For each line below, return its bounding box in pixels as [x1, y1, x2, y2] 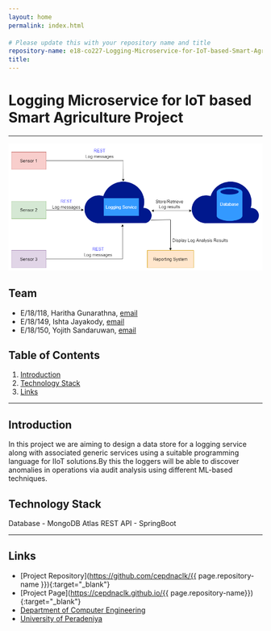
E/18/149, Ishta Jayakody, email [19, 316, 125, 326]
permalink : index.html [8, 21, 85, 30]
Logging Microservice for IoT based [8, 91, 252, 110]
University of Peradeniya [19, 613, 103, 623]
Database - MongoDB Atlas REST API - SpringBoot [8, 519, 177, 529]
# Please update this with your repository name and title [8, 39, 211, 47]
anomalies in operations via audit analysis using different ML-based [8, 465, 233, 475]
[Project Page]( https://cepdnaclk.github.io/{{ [19, 587, 169, 597]
